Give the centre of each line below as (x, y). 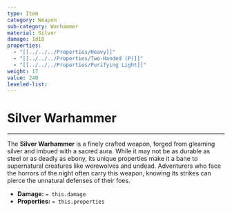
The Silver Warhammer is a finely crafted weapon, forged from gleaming (111, 144)
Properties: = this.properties (61, 202)
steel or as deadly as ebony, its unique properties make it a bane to (103, 159)
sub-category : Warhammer (43, 26)
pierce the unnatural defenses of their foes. (69, 181)
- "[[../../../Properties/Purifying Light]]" (80, 65)
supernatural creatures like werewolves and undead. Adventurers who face (114, 166)
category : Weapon (32, 20)
